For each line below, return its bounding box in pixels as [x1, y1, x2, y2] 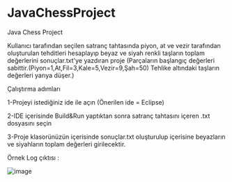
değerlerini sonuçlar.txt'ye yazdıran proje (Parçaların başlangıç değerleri [7, 56, 215, 64]
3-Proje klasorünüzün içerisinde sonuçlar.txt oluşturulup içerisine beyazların [7, 132, 226, 141]
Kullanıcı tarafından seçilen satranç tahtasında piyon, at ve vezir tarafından [7, 41, 221, 50]
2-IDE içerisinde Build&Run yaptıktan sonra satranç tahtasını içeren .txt [7, 112, 210, 120]
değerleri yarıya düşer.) [7, 71, 75, 79]
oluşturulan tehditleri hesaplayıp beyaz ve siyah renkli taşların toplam [7, 49, 206, 57]
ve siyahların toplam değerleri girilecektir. [7, 139, 126, 148]
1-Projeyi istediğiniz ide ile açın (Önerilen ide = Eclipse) [7, 98, 165, 106]
